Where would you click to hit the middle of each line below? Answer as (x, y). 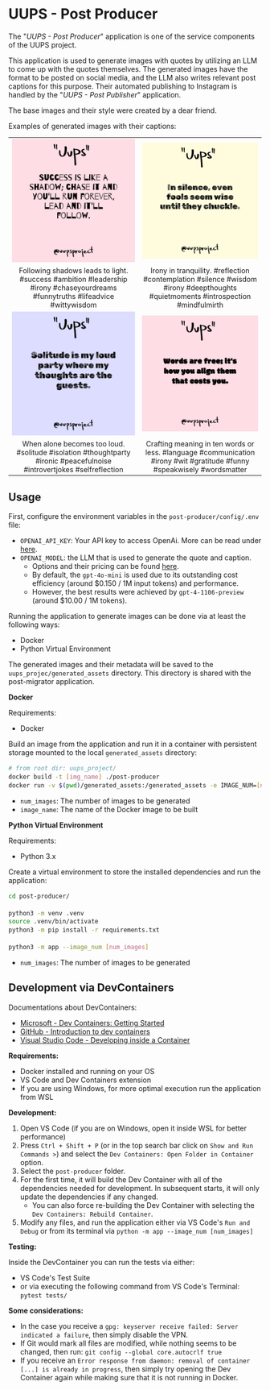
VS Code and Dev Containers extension (86, 1080)
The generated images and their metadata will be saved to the (111, 665)
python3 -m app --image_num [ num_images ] (79, 948)
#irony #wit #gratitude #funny (200, 461)
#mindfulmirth (200, 305)
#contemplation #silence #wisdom (200, 280)
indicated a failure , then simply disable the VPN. (104, 1334)
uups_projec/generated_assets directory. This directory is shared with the (130, 673)
